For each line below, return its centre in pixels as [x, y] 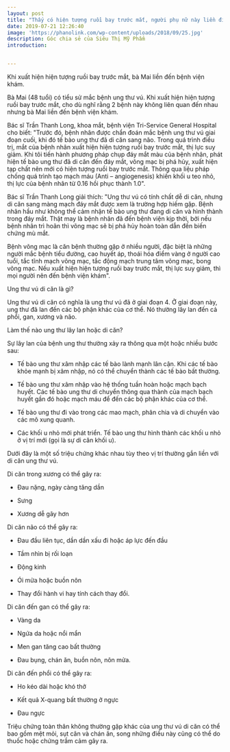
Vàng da [29, 620]
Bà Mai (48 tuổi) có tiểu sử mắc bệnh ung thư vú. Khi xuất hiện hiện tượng [111, 97]
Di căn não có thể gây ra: [42, 527]
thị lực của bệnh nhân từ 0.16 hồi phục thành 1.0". [76, 183]
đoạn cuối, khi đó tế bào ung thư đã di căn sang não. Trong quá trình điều [111, 140]
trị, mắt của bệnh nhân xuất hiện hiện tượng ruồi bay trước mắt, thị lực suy [111, 147]
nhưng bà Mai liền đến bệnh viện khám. [63, 112]
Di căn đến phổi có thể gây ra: [50, 673]
